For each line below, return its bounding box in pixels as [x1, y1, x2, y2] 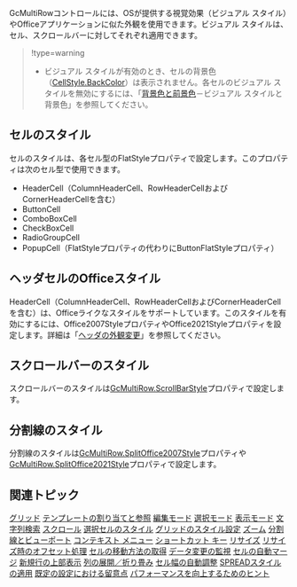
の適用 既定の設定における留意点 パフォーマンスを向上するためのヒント [9, 568, 270, 579]
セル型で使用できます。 [39, 163, 126, 175]
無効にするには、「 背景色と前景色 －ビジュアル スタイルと [74, 88, 284, 98]
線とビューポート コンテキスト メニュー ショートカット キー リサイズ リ [9, 535, 270, 545]
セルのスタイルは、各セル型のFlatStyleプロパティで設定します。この [9, 153, 258, 163]
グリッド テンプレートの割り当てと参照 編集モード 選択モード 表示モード [9, 513, 275, 523]
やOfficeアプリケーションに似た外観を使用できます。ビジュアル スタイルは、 [9, 19, 288, 29]
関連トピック [9, 487, 80, 503]
